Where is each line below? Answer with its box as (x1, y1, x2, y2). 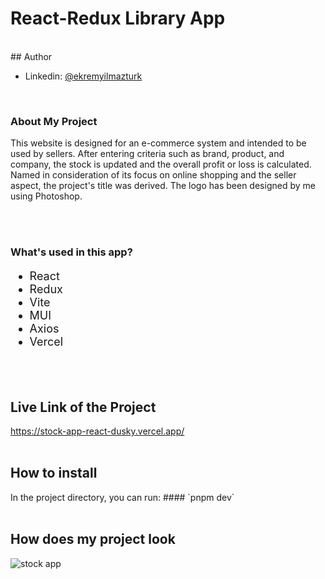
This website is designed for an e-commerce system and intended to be (10, 137, 307, 149)
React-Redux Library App (10, 7, 226, 30)
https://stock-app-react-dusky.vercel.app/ (10, 425, 185, 437)
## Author (10, 50, 53, 62)
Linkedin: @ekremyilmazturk (24, 70, 143, 82)
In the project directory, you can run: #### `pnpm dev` (10, 491, 235, 503)
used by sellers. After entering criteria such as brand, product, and (10, 148, 285, 160)
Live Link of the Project (10, 398, 157, 416)
